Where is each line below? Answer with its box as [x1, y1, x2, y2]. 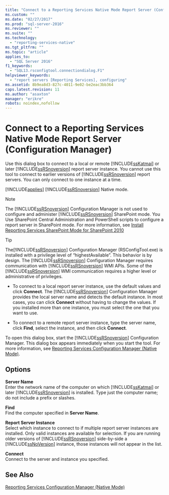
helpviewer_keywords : [5, 73, 51, 78]
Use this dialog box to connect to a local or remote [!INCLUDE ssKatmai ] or [5, 160, 159, 167]
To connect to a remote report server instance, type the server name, [12, 320, 156, 326]
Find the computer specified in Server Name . [5, 409, 99, 416]
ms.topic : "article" [5, 49, 49, 54]
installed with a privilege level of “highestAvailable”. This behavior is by [5, 252, 152, 258]
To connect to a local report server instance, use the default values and [12, 283, 161, 289]
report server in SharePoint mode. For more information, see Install [5, 222, 144, 228]
